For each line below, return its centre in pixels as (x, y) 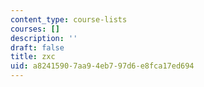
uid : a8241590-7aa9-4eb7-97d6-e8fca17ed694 (102, 66)
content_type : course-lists (69, 19)
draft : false (37, 47)
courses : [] (35, 29)
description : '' (44, 38)
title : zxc (33, 57)
